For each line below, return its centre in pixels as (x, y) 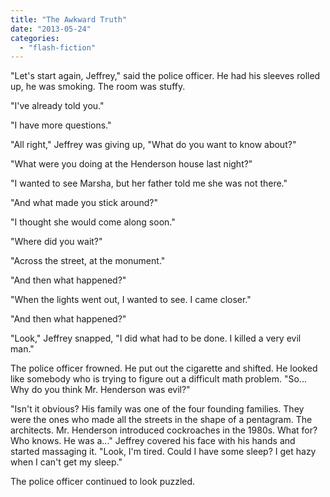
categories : (35, 38)
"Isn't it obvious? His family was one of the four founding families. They (157, 409)
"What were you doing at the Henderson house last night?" (131, 164)
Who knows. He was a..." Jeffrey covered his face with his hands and (153, 441)
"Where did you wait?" (56, 242)
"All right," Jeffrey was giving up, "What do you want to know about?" (153, 145)
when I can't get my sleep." (66, 462)
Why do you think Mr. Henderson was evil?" (100, 390)
